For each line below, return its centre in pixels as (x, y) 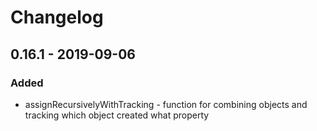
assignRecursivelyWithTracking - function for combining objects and (166, 104)
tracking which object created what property (117, 115)
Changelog (57, 17)
